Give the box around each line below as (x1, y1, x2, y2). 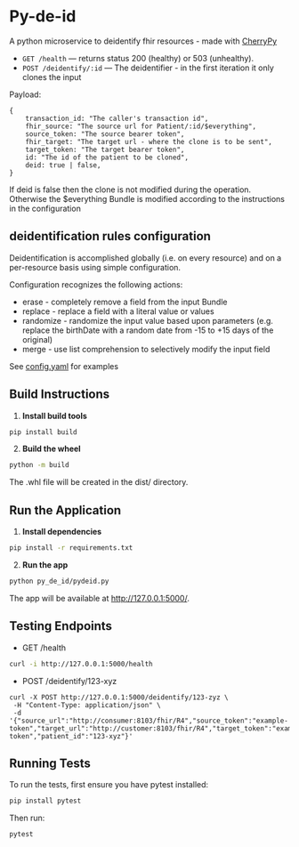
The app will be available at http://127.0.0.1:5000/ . (9, 593, 190, 603)
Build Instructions (9, 387, 110, 402)
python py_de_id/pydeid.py (9, 577, 109, 585)
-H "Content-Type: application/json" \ (12, 700, 162, 709)
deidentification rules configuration (9, 229, 212, 244)
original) (21, 334, 53, 344)
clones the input (21, 71, 82, 82)
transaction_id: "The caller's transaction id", (25, 114, 209, 123)
